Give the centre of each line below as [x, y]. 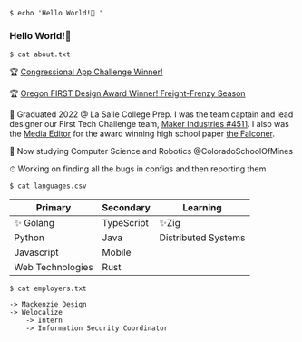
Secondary [127, 208]
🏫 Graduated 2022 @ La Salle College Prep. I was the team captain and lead [151, 114]
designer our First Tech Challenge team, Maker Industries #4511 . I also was [150, 124]
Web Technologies [54, 268]
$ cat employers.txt [49, 289]
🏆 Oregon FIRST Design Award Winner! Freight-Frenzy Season [128, 93]
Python [29, 238]
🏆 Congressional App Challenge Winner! [86, 72]
